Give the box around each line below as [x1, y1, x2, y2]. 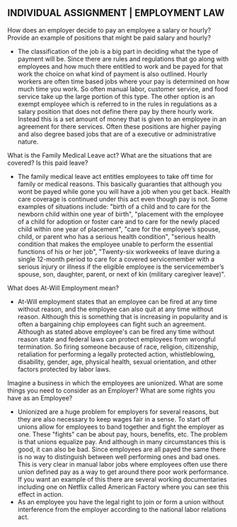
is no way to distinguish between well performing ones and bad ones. [17, 452, 221, 461]
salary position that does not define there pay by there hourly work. [17, 107, 214, 115]
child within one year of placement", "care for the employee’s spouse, [17, 224, 221, 233]
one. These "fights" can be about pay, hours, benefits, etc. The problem [17, 429, 228, 439]
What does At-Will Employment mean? [7, 284, 119, 292]
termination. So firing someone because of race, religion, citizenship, [17, 342, 219, 351]
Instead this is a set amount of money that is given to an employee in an [17, 115, 227, 123]
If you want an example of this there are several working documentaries [17, 475, 228, 483]
